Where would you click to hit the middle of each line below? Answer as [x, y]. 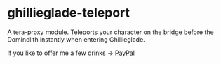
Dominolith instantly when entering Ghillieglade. [76, 39]
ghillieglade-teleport [69, 13]
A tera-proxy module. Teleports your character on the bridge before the [110, 32]
